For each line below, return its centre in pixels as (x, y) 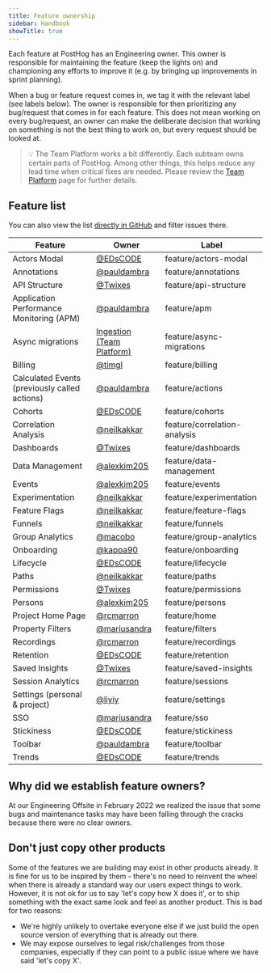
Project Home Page (49, 616)
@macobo (116, 537)
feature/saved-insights (208, 668)
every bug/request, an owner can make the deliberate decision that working (134, 121)
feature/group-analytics (211, 537)
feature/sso (187, 718)
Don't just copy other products (87, 848)
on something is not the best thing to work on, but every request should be (132, 129)
